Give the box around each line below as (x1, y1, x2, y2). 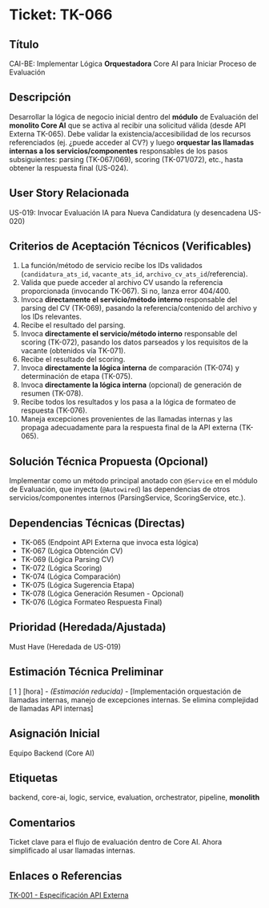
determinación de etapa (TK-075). (20, 372, 133, 381)
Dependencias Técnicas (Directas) (9, 516, 186, 530)
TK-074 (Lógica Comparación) (20, 572, 121, 581)
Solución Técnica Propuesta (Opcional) (9, 454, 209, 468)
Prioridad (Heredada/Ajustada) (9, 621, 167, 634)
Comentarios (9, 816, 76, 829)
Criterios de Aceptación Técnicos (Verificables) (9, 239, 252, 254)
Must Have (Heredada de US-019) (9, 641, 122, 651)
